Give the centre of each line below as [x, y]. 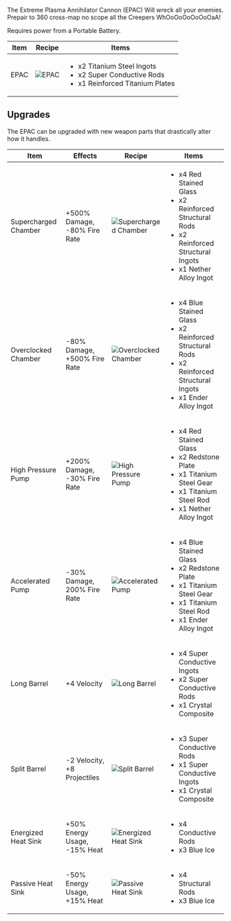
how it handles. [29, 139]
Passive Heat [32, 883]
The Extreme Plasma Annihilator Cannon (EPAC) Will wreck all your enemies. [115, 10]
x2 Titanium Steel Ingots [117, 66]
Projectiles [82, 777]
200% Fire [83, 589]
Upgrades [29, 115]
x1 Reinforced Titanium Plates [126, 83]
